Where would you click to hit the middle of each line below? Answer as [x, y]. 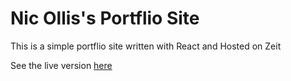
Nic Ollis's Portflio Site [105, 18]
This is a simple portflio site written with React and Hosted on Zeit [146, 46]
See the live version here [61, 65]
